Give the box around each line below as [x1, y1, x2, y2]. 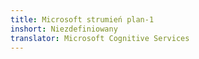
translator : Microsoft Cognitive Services [10, 33, 190, 43]
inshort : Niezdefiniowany [10, 24, 118, 34]
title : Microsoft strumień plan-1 [10, 14, 155, 25]
